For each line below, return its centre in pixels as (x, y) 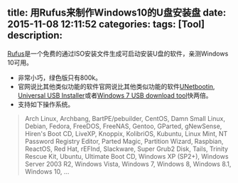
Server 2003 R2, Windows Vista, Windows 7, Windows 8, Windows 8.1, (128, 164)
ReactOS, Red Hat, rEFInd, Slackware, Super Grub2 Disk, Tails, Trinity (126, 149)
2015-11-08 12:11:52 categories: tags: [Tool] (106, 25)
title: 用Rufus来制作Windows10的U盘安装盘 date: (117, 13)
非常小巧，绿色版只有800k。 (59, 78)
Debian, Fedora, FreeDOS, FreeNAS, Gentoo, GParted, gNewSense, (123, 126)
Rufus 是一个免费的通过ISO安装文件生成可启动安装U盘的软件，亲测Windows (118, 53)
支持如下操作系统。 (46, 104)
